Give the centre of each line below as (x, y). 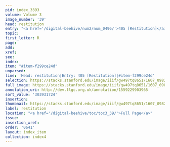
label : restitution (26, 109)
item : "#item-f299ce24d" (31, 66)
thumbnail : (17, 104)
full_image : (18, 85)
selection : (17, 80)
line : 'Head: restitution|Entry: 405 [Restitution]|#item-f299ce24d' (80, 76)
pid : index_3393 (22, 10)
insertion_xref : (22, 122)
